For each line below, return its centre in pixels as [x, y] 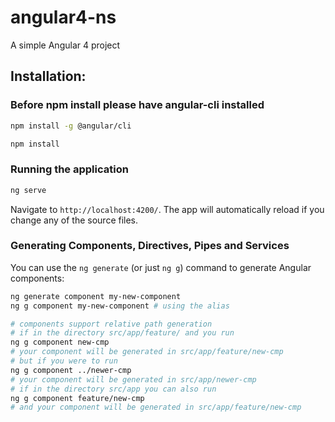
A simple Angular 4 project [65, 45]
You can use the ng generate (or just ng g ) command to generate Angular [161, 267]
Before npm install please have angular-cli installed [137, 105]
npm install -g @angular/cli [71, 126]
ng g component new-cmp [60, 342]
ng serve [28, 190]
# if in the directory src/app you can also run [113, 389]
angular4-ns [63, 17]
